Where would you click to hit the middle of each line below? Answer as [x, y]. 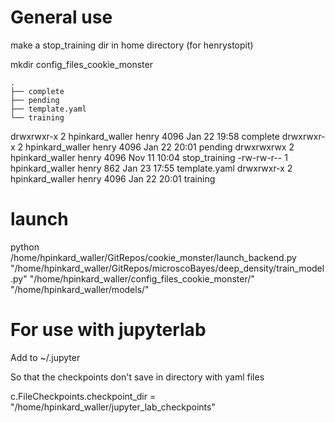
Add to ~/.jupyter [45, 357]
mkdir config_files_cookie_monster [81, 64]
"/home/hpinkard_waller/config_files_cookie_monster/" [142, 278]
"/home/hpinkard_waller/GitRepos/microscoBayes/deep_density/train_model [167, 268]
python [25, 247]
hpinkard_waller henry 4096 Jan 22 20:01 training [113, 178]
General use [61, 17]
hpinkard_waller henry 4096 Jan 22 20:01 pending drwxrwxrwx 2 [160, 147]
